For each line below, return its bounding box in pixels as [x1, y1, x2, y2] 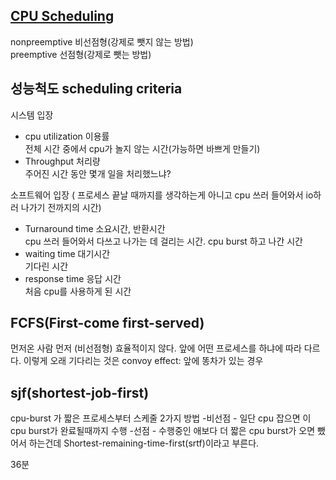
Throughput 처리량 [24, 155, 101, 167]
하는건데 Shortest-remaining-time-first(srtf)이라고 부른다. [28, 437, 260, 449]
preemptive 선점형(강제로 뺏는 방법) [10, 48, 152, 60]
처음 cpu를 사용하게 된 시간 [24, 285, 132, 297]
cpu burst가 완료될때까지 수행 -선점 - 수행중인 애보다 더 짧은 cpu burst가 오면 [10, 425, 316, 437]
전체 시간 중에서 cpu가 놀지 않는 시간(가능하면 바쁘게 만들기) [24, 142, 261, 154]
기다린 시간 [24, 260, 69, 272]
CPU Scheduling [10, 8, 115, 25]
